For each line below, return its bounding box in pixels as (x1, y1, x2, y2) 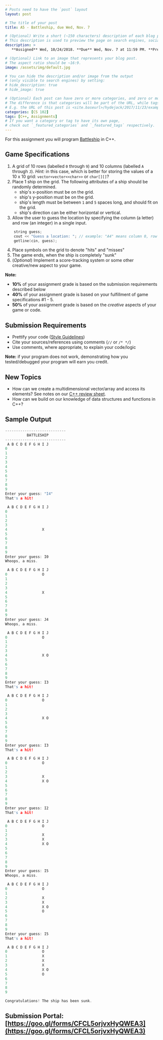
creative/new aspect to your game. (12, 262, 82, 268)
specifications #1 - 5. (12, 297, 54, 303)
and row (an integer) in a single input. (12, 220, 87, 226)
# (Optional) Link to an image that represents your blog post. (5, 56, 138, 61)
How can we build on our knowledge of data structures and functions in (12, 396, 156, 402)
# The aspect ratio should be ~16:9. (5, 60, 81, 65)
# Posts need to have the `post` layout (5, 7, 88, 12)
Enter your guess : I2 (5, 806, 49, 811)
